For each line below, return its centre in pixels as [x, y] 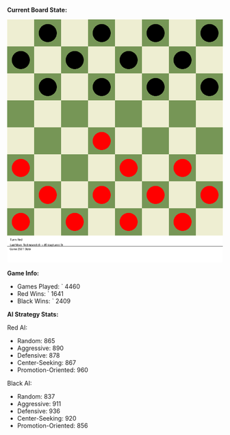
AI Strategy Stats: [33, 314]
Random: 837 [36, 396]
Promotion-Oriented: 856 [52, 425]
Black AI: [20, 383]
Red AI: [17, 327]
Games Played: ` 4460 [49, 286]
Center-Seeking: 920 [47, 418]
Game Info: [23, 273]
